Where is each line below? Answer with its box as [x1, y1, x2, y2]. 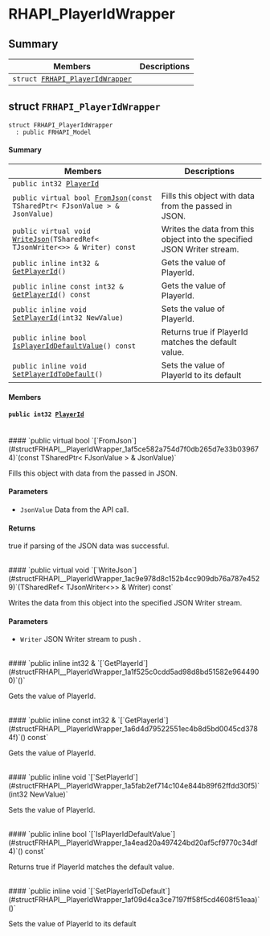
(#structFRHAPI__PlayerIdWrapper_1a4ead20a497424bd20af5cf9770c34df [8, 838, 258, 847]
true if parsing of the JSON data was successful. [8, 541, 170, 551]
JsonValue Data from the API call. [19, 505, 129, 514]
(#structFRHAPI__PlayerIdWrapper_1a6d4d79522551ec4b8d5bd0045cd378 [8, 724, 259, 734]
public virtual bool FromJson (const [12, 193, 153, 202]
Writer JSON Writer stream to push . [19, 634, 141, 644]
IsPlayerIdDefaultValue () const [12, 342, 137, 351]
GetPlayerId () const [12, 290, 91, 299]
